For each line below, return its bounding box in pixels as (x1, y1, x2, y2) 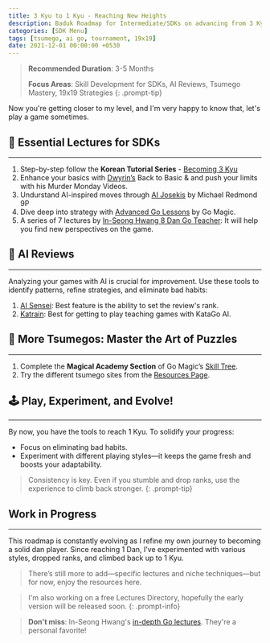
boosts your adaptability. (19, 460, 103, 469)
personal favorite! (27, 625, 87, 636)
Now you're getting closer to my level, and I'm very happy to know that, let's (8, 104, 261, 113)
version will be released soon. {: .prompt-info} (27, 601, 181, 612)
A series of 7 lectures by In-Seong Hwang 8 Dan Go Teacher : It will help (19, 215, 259, 225)
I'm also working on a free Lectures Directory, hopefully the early (27, 593, 243, 603)
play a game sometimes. (8, 112, 90, 122)
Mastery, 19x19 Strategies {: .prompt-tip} (27, 88, 163, 97)
